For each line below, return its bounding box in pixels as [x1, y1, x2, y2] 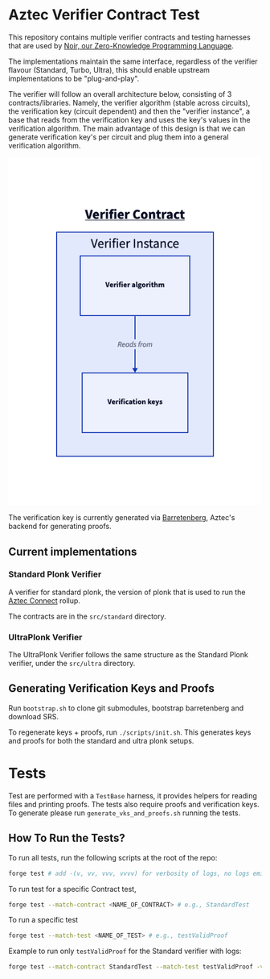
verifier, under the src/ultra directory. [8, 659, 136, 669]
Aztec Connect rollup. [8, 595, 80, 606]
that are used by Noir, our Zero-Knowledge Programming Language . [8, 40, 235, 50]
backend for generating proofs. [8, 522, 112, 531]
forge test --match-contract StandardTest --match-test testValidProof [8, 963, 253, 971]
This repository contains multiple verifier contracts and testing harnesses [8, 32, 251, 42]
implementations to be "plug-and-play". [8, 73, 140, 83]
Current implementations [8, 544, 137, 558]
